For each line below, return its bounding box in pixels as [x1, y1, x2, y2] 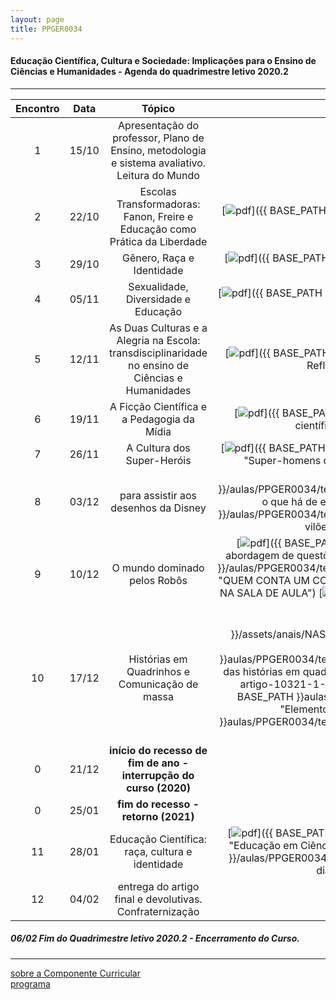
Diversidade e [125, 292, 192, 306]
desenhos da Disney [110, 501, 207, 515]
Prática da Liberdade [109, 234, 208, 248]
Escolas [139, 184, 177, 198]
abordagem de [225, 548, 295, 562]
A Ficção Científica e [109, 399, 208, 413]
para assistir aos [119, 488, 197, 502]
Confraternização [116, 904, 200, 918]
